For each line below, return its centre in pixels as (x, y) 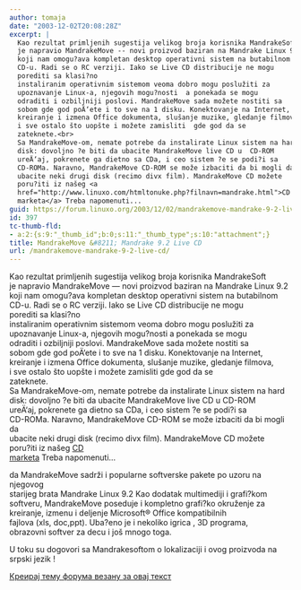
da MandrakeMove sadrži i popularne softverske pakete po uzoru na (135, 475)
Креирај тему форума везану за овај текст (90, 577)
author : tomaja (38, 17)
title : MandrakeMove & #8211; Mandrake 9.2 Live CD (106, 243)
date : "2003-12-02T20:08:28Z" (66, 26)
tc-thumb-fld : (36, 226)
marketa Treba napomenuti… (63, 457)
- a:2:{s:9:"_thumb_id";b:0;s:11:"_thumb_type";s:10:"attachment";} (140, 234)
